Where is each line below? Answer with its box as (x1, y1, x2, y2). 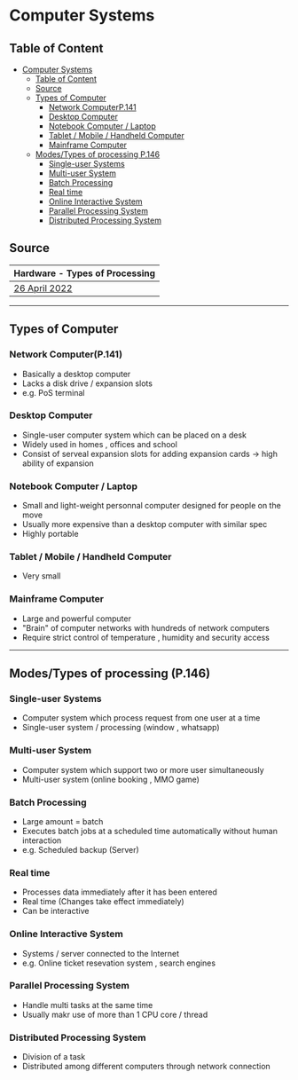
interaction (21, 835, 62, 846)
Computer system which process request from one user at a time (21, 713, 261, 723)
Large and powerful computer (21, 613, 131, 624)
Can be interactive (21, 906, 90, 917)
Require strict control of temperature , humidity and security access (21, 632, 271, 642)
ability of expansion (21, 458, 95, 469)
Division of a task (21, 1052, 86, 1062)
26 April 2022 (13, 281, 73, 294)
